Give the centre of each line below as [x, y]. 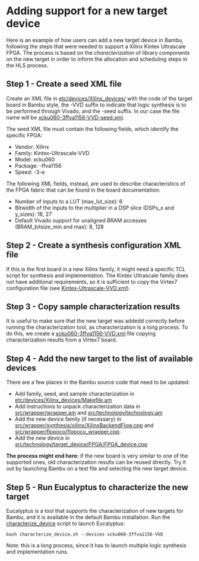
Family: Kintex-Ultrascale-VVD [52, 153]
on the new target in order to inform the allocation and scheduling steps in [97, 59]
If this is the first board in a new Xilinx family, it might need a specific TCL [96, 269]
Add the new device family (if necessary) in [68, 419]
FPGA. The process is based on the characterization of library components [98, 52]
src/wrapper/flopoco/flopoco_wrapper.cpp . [68, 432]
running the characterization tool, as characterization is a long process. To [97, 327]
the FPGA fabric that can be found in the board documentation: [83, 190]
